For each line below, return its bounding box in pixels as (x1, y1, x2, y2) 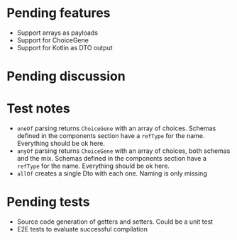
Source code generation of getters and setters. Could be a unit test (16, 217, 214, 226)
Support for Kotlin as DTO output (16, 43, 113, 52)
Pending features (6, 5, 111, 21)
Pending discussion (6, 69, 126, 84)
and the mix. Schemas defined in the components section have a (16, 154, 207, 163)
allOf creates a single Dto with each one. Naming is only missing (16, 169, 207, 178)
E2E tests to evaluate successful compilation (16, 225, 148, 233)
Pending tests (6, 194, 90, 210)
